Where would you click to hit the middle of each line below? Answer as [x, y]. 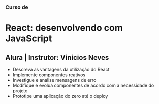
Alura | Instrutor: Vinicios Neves [57, 57]
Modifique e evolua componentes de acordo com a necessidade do [83, 85]
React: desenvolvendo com [64, 28]
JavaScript [29, 39]
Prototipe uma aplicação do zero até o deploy [60, 96]
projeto [20, 91]
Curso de [17, 7]
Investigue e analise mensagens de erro [54, 80]
